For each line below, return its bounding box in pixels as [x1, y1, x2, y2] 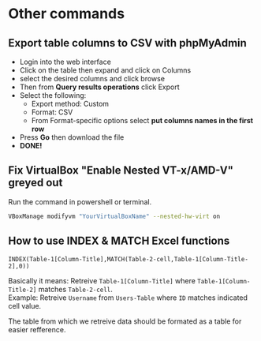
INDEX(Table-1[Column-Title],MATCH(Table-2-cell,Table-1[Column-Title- [8, 255, 248, 263]
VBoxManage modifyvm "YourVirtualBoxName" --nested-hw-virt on [8, 212, 221, 220]
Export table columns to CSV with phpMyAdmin [8, 36, 247, 50]
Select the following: [19, 91, 87, 99]
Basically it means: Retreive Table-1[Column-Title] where [8, 275, 196, 285]
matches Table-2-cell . [38, 284, 113, 294]
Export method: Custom [31, 99, 109, 108]
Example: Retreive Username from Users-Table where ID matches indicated [8, 293, 248, 302]
